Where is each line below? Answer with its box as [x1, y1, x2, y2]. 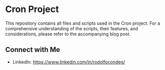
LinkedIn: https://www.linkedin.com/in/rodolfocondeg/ [12, 59, 125, 65]
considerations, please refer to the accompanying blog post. [5, 31, 131, 37]
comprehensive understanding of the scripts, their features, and [5, 25, 138, 31]
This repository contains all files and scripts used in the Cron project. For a [5, 20, 160, 26]
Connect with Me [5, 45, 61, 54]
